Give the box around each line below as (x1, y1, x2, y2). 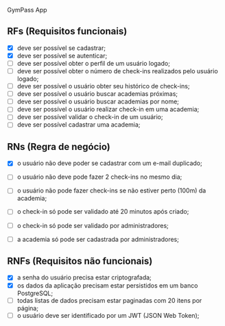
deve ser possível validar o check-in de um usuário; (16, 113, 163, 121)
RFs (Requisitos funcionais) (7, 25, 128, 37)
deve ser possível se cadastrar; (16, 44, 106, 52)
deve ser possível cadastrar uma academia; (16, 121, 141, 129)
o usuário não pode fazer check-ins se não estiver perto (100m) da (16, 186, 206, 195)
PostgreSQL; (16, 289, 54, 297)
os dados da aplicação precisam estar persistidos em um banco (16, 281, 198, 290)
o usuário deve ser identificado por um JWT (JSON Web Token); (16, 311, 200, 319)
